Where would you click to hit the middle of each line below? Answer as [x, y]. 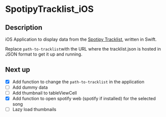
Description [24, 28]
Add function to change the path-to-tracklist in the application [78, 82]
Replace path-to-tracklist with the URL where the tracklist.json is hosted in [83, 49]
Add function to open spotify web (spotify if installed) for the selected [84, 98]
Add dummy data [30, 87]
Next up [18, 70]
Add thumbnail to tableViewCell [45, 93]
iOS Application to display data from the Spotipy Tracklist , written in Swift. [81, 39]
